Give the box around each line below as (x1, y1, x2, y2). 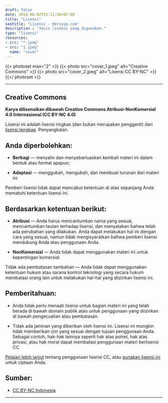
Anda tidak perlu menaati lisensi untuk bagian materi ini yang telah (12, 302, 149, 309)
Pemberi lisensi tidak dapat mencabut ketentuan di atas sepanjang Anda (5, 185, 154, 191)
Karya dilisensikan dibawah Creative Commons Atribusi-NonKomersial (5, 106, 156, 112)
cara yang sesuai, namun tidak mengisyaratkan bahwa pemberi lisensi (12, 234, 157, 240)
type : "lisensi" (5, 31, 39, 36)
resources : (5, 36, 28, 41)
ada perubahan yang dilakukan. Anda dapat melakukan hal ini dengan (12, 228, 156, 234)
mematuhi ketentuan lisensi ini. (5, 190, 69, 196)
